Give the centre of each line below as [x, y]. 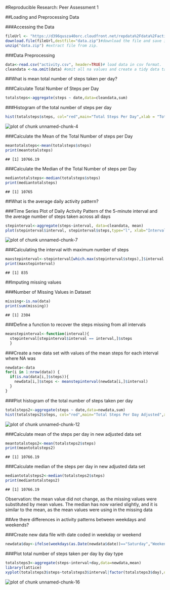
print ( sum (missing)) [27, 306]
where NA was [20, 358]
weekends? [17, 525]
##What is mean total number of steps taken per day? [61, 79]
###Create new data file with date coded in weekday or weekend [73, 535]
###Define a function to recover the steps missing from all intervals [76, 324]
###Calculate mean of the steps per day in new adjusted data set [73, 434]
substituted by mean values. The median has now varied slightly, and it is [81, 504]
